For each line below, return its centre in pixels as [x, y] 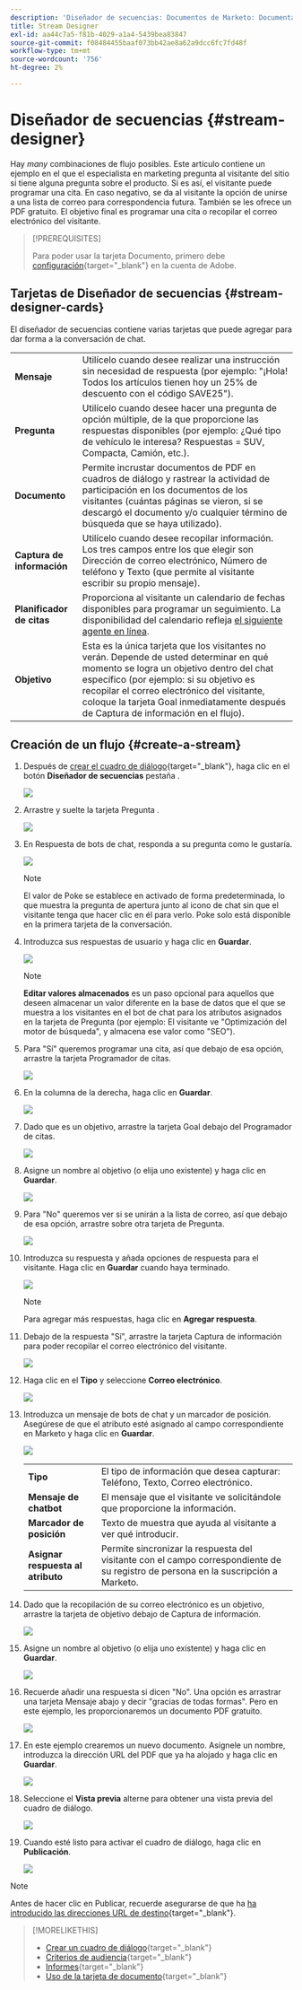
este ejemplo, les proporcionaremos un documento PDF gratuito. [142, 1711]
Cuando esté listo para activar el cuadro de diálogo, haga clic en [142, 1842]
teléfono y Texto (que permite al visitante [168, 572]
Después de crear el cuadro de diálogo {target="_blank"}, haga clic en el [156, 766]
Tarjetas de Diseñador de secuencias [116, 294]
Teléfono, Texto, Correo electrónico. [177, 1483]
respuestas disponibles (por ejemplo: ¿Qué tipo [181, 430]
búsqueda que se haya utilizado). [152, 523]
